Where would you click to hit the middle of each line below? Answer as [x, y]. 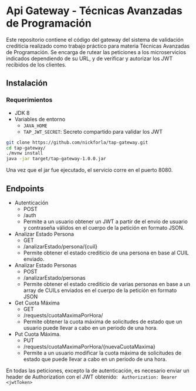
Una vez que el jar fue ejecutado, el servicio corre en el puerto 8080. [89, 170]
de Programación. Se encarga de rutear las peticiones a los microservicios [96, 52]
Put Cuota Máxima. [38, 334]
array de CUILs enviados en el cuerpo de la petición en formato [100, 290]
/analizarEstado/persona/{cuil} [60, 246]
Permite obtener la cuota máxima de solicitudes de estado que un [103, 322]
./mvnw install [25, 153]
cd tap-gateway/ [26, 148]
